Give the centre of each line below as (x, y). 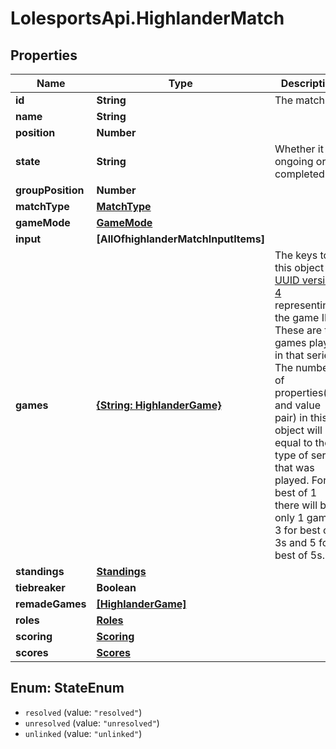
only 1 (289, 517)
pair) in (291, 417)
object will (298, 430)
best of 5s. (299, 555)
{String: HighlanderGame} (159, 405)
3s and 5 (295, 542)
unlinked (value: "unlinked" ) (83, 733)
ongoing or (300, 161)
